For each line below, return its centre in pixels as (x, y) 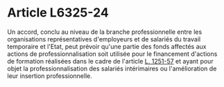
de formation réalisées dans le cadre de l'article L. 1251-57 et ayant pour (110, 61)
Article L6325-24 (58, 13)
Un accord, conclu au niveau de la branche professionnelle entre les (105, 32)
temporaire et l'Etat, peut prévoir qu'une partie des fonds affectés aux (107, 46)
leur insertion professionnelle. (50, 76)
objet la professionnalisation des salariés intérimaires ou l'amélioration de (112, 68)
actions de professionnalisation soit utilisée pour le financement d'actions (112, 54)
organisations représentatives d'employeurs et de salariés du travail (104, 39)
